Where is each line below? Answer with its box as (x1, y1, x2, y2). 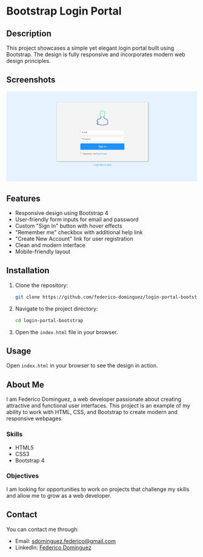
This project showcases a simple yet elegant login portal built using (6, 44, 175, 51)
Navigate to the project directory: (15, 305, 98, 312)
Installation (6, 265, 50, 276)
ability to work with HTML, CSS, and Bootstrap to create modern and (6, 409, 178, 416)
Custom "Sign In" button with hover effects (15, 222, 122, 229)
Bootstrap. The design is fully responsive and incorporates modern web (6, 51, 186, 58)
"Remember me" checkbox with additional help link (15, 229, 143, 236)
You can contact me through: (6, 526, 79, 533)
